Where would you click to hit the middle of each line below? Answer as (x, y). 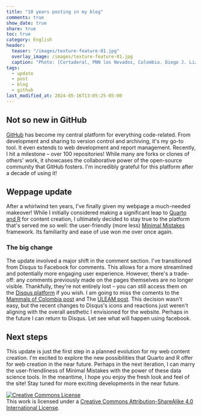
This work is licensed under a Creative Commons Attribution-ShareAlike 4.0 (100, 401)
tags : (13, 68)
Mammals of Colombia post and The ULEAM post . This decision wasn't (94, 299)
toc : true (19, 34)
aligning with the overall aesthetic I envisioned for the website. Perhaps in (97, 312)
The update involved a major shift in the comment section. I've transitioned (99, 261)
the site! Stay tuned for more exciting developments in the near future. (93, 383)
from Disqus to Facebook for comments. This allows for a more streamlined (99, 267)
